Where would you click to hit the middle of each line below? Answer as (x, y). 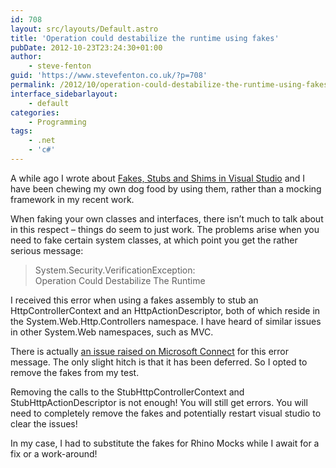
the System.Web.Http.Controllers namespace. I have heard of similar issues (166, 321)
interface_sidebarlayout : (64, 94)
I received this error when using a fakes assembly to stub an (134, 300)
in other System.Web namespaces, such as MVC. (112, 332)
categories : (35, 112)
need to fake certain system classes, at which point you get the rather (154, 240)
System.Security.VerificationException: (115, 270)
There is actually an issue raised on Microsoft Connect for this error (150, 351)
